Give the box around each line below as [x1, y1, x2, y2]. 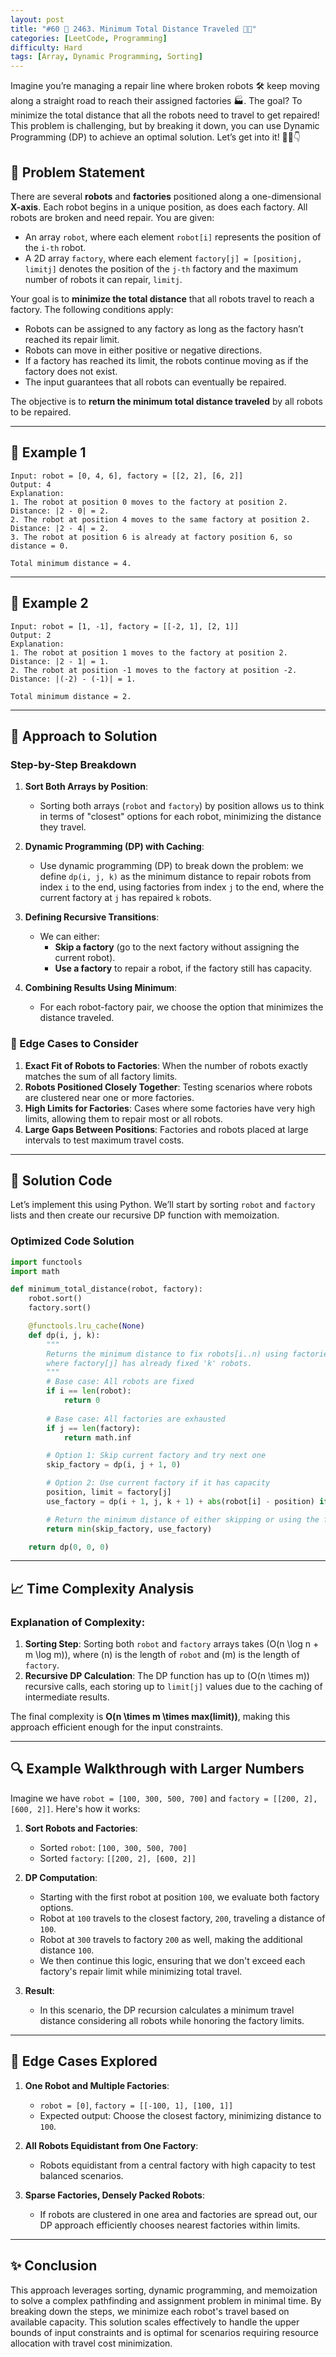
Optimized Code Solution [10, 1234, 135, 1248]
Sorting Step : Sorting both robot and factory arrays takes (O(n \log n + [24, 1638, 320, 1650]
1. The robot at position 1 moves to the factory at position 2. [10, 647, 288, 658]
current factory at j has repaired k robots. [39, 892, 212, 904]
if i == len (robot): [46, 1386, 132, 1396]
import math [10, 1266, 60, 1276]
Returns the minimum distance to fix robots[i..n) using [46, 1349, 288, 1359]
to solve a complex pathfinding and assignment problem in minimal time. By [10, 2294, 322, 2306]
